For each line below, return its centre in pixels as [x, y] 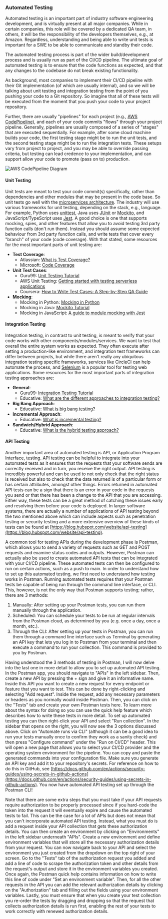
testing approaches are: [30, 378]
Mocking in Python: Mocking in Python [60, 302]
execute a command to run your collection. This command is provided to [87, 647]
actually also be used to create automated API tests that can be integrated [81, 558]
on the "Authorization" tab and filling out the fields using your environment [82, 890]
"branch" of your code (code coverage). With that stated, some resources [81, 239]
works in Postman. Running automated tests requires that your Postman [79, 579]
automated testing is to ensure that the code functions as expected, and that [84, 65]
